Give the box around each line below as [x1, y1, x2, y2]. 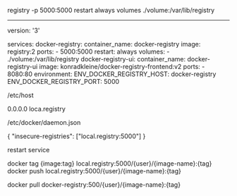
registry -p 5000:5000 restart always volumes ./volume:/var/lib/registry [7, 6, 215, 14]
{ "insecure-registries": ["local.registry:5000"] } [7, 132, 146, 140]
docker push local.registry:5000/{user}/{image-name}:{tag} [7, 167, 181, 175]
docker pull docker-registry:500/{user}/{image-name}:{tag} [7, 180, 181, 189]
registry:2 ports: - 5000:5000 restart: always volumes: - [7, 47, 170, 56]
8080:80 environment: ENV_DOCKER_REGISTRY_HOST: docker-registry [7, 70, 217, 78]
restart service [7, 146, 50, 154]
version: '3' [7, 26, 40, 35]
